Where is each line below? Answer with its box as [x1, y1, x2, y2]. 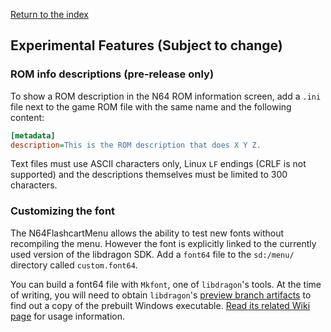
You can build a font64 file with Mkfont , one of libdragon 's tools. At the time [10, 278, 322, 290]
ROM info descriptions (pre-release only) [10, 67, 215, 81]
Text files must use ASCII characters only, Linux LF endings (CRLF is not [10, 158, 307, 170]
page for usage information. [10, 310, 125, 322]
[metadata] [10, 130, 56, 141]
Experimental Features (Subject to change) [10, 37, 283, 54]
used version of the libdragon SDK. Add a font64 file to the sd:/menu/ [10, 248, 295, 260]
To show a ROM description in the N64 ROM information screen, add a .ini [10, 90, 322, 102]
